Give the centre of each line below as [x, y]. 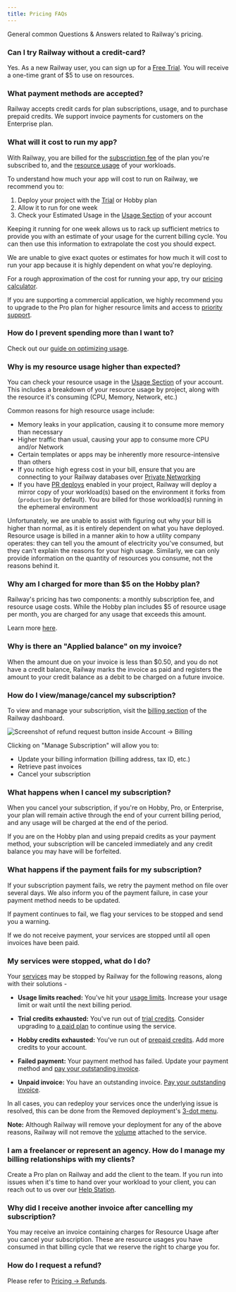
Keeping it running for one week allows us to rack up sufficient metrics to [113, 229]
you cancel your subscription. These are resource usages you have [105, 1240]
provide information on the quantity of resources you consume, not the [110, 558]
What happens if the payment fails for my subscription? [105, 870]
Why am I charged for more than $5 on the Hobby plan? [104, 584]
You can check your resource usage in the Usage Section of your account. [116, 382]
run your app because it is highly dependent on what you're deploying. [110, 265]
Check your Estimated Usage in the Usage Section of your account [114, 215]
